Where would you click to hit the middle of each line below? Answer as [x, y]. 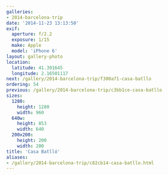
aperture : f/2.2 [32, 34]
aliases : [17, 157]
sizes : [14, 96]
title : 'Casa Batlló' [33, 152]
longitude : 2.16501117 [40, 73]
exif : [13, 29]
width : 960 [31, 112]
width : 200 [31, 146]
